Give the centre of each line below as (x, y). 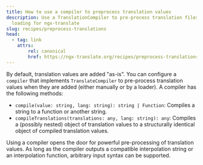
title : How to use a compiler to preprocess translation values (89, 12)
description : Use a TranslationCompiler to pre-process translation (94, 18)
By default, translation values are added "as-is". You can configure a (92, 74)
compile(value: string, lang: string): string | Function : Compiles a (105, 105)
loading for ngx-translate (46, 23)
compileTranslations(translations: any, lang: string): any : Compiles (105, 118)
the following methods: (35, 93)
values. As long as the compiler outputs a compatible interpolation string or (100, 149)
